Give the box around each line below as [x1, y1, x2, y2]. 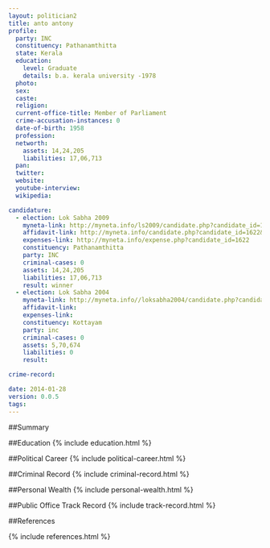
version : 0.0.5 [8, 392, 59, 401]
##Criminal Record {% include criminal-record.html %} [8, 469, 190, 479]
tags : [8, 400, 27, 408]
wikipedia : [15, 191, 52, 200]
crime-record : [8, 371, 56, 379]
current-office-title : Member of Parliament [15, 110, 167, 118]
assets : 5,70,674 [22, 341, 81, 349]
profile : [8, 27, 38, 35]
